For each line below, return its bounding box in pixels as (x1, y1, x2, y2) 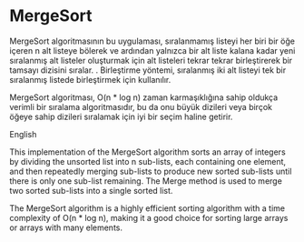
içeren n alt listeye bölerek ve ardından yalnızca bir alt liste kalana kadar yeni (9, 45, 296, 55)
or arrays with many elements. (9, 222, 123, 233)
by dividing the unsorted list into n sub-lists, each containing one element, (9, 156, 287, 166)
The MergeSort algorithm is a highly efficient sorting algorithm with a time (9, 202, 286, 214)
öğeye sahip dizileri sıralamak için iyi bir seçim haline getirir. (9, 111, 233, 122)
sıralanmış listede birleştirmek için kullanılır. (9, 74, 172, 85)
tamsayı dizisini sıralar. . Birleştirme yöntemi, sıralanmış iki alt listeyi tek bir (9, 65, 287, 76)
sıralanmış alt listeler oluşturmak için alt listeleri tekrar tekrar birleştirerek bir (9, 55, 293, 66)
